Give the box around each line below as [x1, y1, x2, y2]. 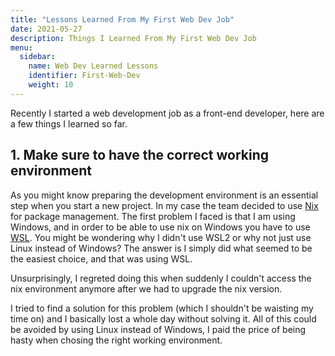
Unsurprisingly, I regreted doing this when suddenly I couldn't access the [10, 272, 312, 284]
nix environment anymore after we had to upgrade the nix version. [10, 282, 283, 295]
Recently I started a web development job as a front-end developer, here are [10, 107, 325, 119]
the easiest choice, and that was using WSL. [10, 252, 193, 265]
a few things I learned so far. [10, 117, 128, 130]
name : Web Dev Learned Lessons [28, 61, 159, 71]
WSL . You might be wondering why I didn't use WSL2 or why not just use [10, 231, 312, 243]
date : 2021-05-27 [10, 24, 83, 34]
